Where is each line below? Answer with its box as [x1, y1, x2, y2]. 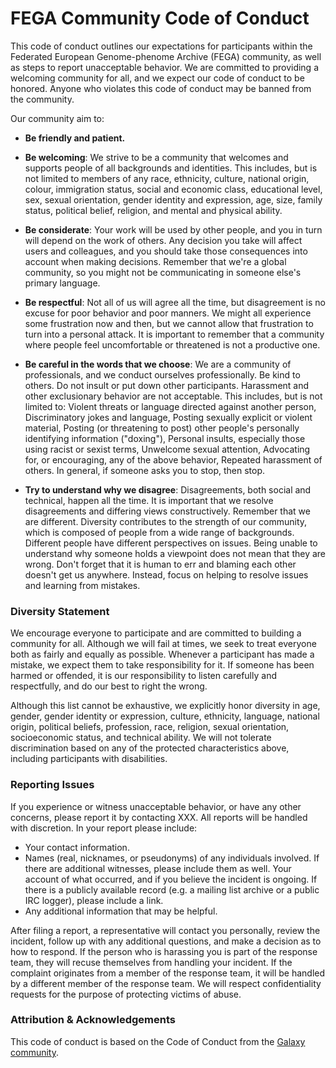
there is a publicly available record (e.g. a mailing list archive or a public [24, 883, 320, 896]
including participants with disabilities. [10, 753, 168, 765]
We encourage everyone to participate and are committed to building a [10, 627, 302, 639]
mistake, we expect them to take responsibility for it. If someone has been [10, 659, 315, 671]
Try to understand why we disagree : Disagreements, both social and [24, 483, 312, 496]
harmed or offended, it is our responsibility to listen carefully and [10, 670, 277, 682]
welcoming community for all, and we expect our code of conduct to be [10, 72, 305, 84]
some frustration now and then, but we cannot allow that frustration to [24, 317, 314, 329]
